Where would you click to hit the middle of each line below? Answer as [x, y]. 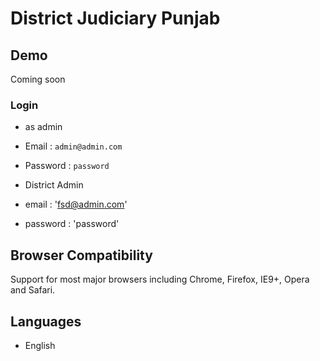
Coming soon [38, 79]
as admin [43, 127]
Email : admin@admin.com [73, 146]
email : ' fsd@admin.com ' [76, 204]
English [40, 345]
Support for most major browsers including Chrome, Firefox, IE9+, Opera [160, 279]
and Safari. [33, 290]
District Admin [54, 185]
